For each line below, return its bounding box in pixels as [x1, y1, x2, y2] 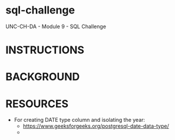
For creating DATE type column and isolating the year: [14, 117, 146, 124]
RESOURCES [5, 97, 69, 110]
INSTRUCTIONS [5, 43, 85, 57]
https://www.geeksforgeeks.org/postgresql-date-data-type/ [22, 122, 169, 129]
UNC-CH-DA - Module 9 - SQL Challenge [5, 23, 107, 30]
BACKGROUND [5, 70, 80, 84]
